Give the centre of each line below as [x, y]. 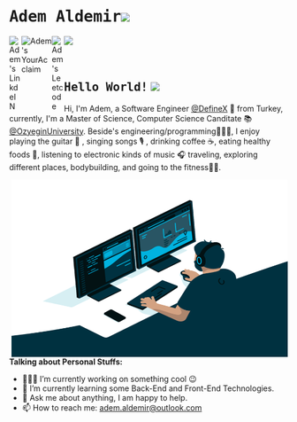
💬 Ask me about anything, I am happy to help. [105, 397]
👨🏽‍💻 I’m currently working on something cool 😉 [109, 379]
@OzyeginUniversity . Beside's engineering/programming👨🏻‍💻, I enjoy [135, 131]
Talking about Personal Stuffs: [66, 362]
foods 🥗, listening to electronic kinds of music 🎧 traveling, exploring [133, 154]
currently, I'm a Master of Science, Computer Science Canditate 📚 [131, 118]
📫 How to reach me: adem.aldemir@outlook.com [112, 407]
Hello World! [106, 87]
